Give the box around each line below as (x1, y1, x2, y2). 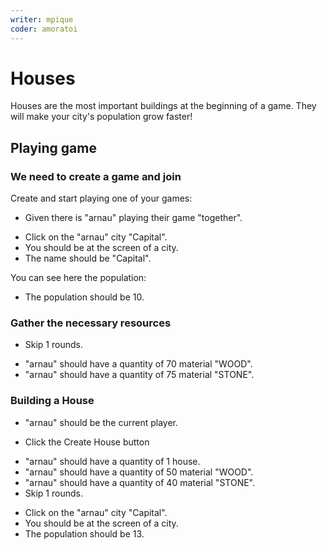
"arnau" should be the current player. (24, 416, 178, 428)
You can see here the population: (10, 272, 147, 284)
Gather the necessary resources (10, 316, 172, 330)
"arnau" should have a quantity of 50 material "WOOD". (24, 466, 254, 478)
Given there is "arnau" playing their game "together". (24, 212, 243, 224)
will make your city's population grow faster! (10, 111, 193, 123)
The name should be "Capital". (24, 252, 152, 265)
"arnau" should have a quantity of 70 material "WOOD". (24, 358, 253, 370)
